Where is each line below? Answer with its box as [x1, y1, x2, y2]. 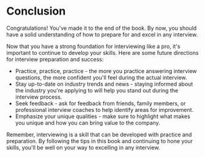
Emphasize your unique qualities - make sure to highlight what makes [15, 113, 191, 120]
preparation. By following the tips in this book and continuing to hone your [6, 137, 193, 144]
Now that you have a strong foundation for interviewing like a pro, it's [6, 43, 181, 50]
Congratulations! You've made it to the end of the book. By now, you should [6, 24, 197, 32]
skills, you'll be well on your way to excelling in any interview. [6, 144, 160, 151]
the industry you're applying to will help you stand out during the [15, 86, 179, 94]
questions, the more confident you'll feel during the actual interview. [15, 74, 188, 81]
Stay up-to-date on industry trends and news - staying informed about [15, 80, 193, 88]
